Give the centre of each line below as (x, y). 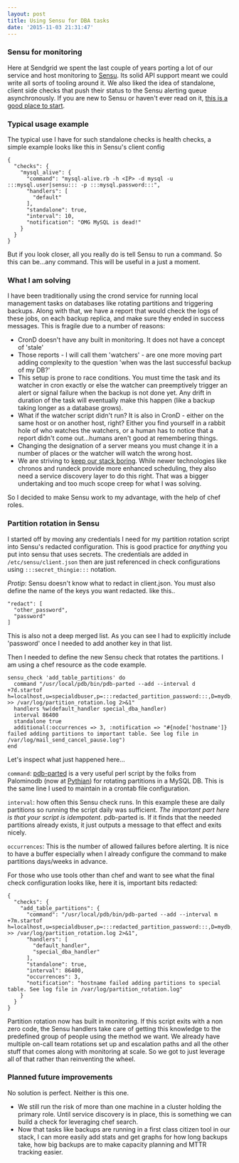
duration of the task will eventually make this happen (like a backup (116, 400)
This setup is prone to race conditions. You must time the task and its (119, 377)
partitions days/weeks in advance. (58, 861)
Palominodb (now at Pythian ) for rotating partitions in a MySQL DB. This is (116, 781)
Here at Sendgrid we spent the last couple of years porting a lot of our (110, 68)
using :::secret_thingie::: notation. (62, 569)
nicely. (17, 832)
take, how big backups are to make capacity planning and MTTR (112, 1144)
